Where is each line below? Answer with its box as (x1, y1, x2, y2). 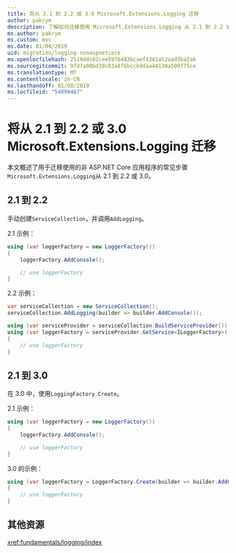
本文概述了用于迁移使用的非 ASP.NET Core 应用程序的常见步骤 (7, 163, 188, 172)
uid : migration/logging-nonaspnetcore (7, 50, 121, 57)
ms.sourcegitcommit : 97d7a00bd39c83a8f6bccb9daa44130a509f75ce (7, 62, 197, 69)
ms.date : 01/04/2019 (7, 43, 68, 50)
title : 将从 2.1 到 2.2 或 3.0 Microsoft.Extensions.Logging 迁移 (7, 10, 199, 18)
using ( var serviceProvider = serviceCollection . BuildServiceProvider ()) (7, 322, 228, 329)
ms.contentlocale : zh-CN (7, 75, 80, 83)
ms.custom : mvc (7, 36, 52, 44)
